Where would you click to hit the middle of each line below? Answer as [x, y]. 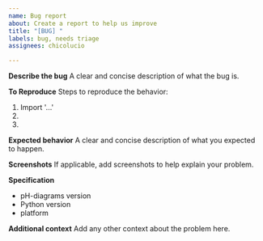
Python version [45, 205]
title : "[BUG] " [36, 31]
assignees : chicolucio [47, 46]
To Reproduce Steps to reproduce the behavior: [88, 92]
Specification [32, 180]
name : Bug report [38, 16]
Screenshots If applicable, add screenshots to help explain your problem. [131, 165]
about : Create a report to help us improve [83, 23]
